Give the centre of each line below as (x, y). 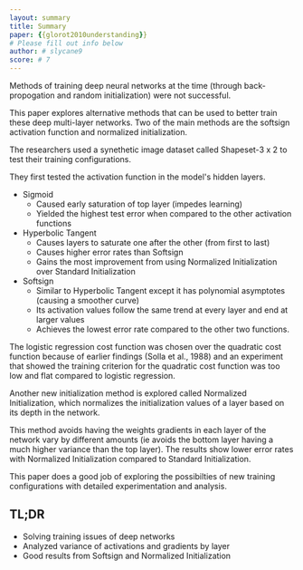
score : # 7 (30, 60)
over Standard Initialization (85, 271)
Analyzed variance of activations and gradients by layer (126, 546)
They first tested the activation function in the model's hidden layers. (137, 177)
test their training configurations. (70, 159)
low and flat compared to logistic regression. (93, 376)
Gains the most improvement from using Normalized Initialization (156, 262)
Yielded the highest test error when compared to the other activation (164, 213)
